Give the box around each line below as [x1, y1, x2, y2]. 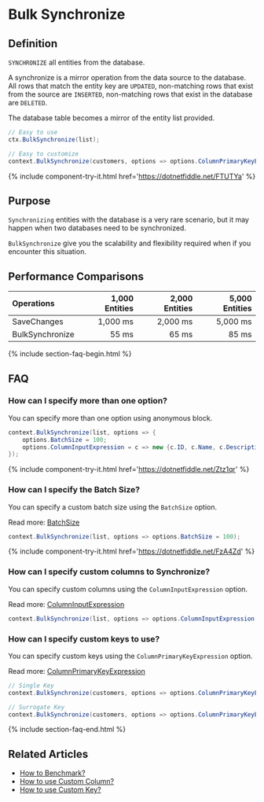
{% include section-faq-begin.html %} [8, 349, 132, 359]
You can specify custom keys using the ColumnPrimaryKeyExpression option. [8, 651, 253, 660]
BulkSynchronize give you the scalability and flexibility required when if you [8, 238, 251, 248]
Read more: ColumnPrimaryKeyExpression [8, 666, 145, 675]
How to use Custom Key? [19, 785, 101, 795]
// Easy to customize [8, 149, 79, 158]
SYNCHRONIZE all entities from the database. [8, 57, 145, 67]
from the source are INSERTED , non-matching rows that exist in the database [8, 90, 253, 99]
